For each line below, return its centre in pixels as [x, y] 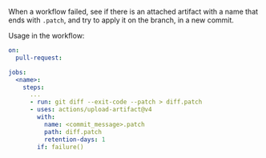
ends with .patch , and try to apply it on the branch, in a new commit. [121, 20]
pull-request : [39, 58]
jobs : [17, 72]
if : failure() [60, 147]
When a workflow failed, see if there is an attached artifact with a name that [133, 12]
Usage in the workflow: [46, 36]
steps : [34, 87]
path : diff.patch [73, 132]
